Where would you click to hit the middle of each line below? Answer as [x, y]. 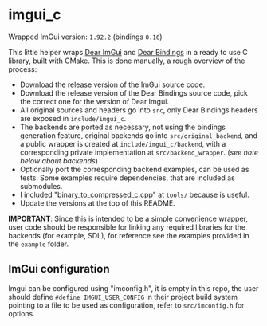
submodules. [41, 186]
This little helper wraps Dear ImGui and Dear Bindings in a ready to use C [128, 52]
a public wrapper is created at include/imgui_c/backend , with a [123, 143]
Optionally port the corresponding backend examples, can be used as [134, 169]
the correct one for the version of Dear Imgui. [94, 101]
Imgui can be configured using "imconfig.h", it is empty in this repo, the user [133, 288]
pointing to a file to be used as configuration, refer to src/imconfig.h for [126, 305]
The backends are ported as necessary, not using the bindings [122, 127]
